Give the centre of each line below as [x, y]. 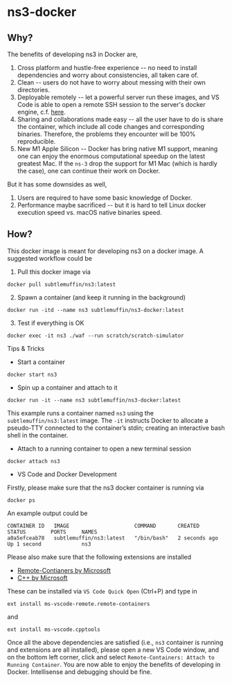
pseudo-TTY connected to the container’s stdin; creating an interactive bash [116, 428]
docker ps [21, 500]
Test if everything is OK [51, 322]
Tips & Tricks [26, 348]
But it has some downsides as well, [57, 184]
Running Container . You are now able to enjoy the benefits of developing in [114, 664]
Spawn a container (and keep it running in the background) [101, 297]
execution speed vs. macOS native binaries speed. [89, 213]
